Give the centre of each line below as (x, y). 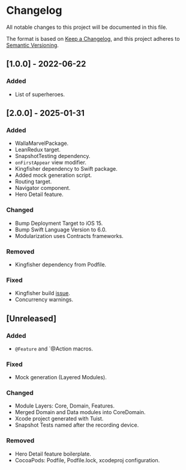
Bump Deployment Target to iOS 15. (59, 223)
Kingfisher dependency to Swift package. (66, 169)
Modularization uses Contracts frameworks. (69, 236)
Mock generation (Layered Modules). (61, 377)
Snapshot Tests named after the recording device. (77, 425)
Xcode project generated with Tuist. (59, 419)
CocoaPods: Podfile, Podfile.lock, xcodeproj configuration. (87, 460)
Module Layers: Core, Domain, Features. (65, 406)
